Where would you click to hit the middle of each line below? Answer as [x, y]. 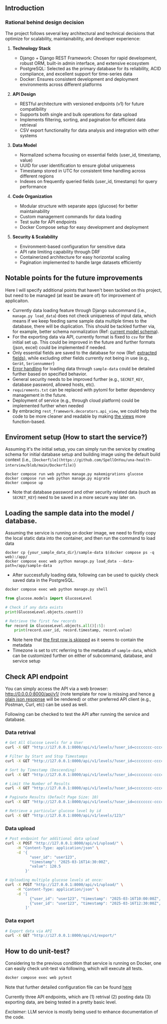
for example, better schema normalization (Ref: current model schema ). [85, 332]
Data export [20, 921]
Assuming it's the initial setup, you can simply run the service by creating [80, 449]
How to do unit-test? [38, 951]
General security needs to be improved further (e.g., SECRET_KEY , [78, 379]
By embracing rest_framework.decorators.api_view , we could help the [84, 411]
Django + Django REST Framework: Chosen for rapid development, [88, 58]
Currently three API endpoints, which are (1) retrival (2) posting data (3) [78, 997]
